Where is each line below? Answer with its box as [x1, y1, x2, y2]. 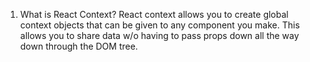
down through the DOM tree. [19, 40, 138, 52]
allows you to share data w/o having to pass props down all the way [19, 30, 300, 41]
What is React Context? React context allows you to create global [19, 9, 289, 20]
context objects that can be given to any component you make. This [19, 19, 300, 31]
